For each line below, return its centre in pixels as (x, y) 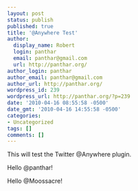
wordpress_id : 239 (33, 90)
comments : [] (26, 135)
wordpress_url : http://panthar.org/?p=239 (69, 97)
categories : (24, 115)
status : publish (30, 20)
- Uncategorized (30, 122)
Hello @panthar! (30, 168)
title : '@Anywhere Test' (43, 33)
